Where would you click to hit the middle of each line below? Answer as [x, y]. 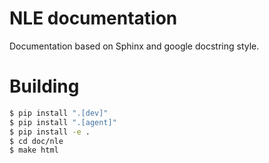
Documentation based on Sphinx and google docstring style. [134, 46]
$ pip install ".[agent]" [63, 122]
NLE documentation [93, 18]
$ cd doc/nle [36, 141]
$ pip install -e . [50, 132]
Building [44, 86]
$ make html [34, 150]
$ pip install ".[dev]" [59, 113]
